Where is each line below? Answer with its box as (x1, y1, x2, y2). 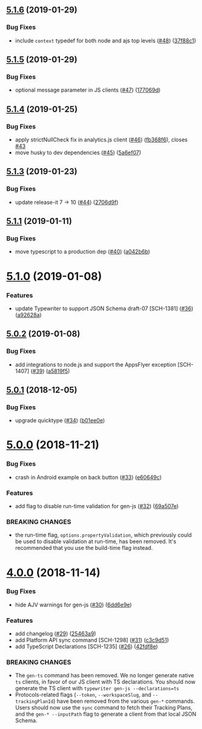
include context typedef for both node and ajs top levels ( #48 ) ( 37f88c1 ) (15, 36, 197, 44)
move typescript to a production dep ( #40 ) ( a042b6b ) (15, 248, 150, 256)
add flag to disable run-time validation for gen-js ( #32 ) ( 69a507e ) (15, 503, 179, 510)
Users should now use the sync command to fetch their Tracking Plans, (15, 704, 193, 711)
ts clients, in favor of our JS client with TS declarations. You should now (15, 678, 196, 685)
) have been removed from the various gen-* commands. (53, 697, 195, 705)
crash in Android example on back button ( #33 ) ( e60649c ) (15, 473, 162, 481)
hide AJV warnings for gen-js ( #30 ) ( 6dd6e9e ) (15, 601, 132, 608)
